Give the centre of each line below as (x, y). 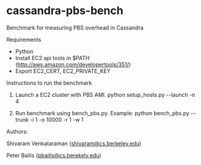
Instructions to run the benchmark (49, 83)
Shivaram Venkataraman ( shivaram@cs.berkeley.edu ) (74, 143)
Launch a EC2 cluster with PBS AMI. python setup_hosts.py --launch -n (105, 94)
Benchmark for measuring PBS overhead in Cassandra (75, 28)
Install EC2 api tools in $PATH (52, 58)
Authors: (17, 131)
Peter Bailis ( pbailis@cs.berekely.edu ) (54, 155)
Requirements (24, 39)
